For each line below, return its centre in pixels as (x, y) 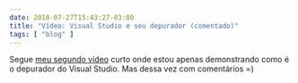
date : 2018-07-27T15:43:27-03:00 (72, 17)
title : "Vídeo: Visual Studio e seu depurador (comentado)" (124, 26)
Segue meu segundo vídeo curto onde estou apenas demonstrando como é (149, 60)
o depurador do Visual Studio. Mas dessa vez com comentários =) (131, 69)
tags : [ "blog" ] (42, 34)
